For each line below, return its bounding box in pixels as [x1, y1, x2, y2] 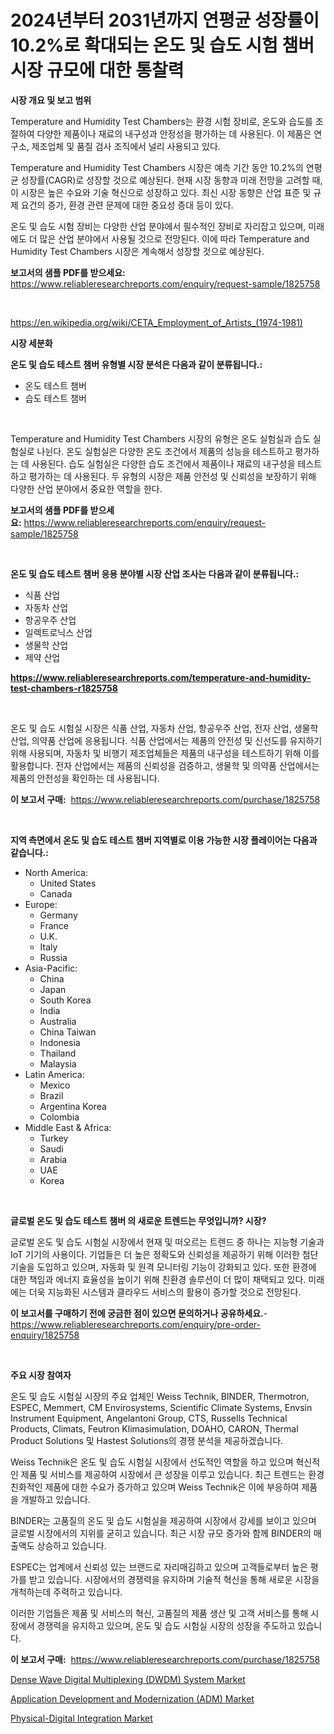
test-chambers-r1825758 [10, 682, 118, 694]
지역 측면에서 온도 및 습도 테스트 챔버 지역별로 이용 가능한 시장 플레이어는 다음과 [10, 834, 318, 846]
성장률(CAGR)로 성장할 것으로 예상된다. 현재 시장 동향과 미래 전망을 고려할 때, [20, 174, 323, 186]
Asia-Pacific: [24, 962, 78, 974]
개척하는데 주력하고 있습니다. [10, 1586, 123, 1598]
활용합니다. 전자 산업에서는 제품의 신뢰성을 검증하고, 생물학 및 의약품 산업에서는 [10, 759, 320, 771]
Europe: [24, 898, 58, 910]
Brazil [39, 1089, 64, 1101]
